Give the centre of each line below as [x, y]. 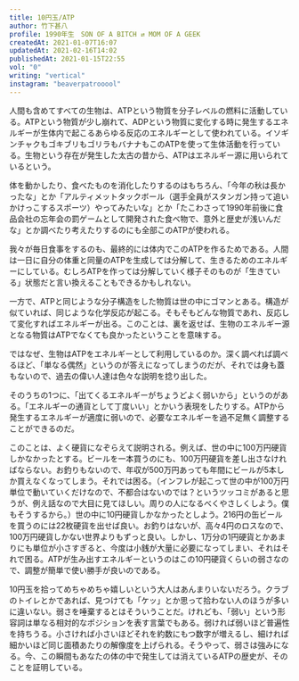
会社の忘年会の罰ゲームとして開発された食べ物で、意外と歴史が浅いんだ [149, 219]
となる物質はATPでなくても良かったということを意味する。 [117, 335]
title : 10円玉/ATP [42, 17]
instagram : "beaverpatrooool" [65, 84]
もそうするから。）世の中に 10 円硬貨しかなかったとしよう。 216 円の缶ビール [146, 514]
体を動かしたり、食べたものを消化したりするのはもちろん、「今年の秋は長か [148, 185]
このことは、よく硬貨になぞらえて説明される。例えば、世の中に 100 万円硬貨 [148, 447]
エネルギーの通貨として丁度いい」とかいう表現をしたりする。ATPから [157, 406]
